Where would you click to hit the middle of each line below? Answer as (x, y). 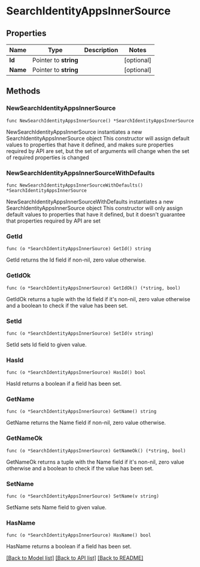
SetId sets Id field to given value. (46, 344)
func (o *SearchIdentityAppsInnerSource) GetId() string (79, 249)
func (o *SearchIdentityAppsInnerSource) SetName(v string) (83, 496)
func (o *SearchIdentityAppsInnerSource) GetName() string (81, 412)
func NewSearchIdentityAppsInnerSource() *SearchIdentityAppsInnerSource (100, 121)
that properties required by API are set (53, 221)
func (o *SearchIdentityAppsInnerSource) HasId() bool (76, 373)
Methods (23, 91)
